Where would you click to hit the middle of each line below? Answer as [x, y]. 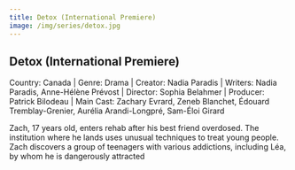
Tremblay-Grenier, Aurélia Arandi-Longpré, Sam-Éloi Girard [117, 111]
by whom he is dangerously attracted [77, 157]
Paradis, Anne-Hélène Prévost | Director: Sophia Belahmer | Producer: [137, 92]
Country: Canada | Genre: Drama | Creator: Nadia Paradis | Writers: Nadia [143, 83]
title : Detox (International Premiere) [83, 17]
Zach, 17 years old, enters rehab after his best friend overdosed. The [134, 128]
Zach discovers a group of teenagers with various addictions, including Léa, [147, 147]
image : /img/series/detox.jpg [65, 26]
